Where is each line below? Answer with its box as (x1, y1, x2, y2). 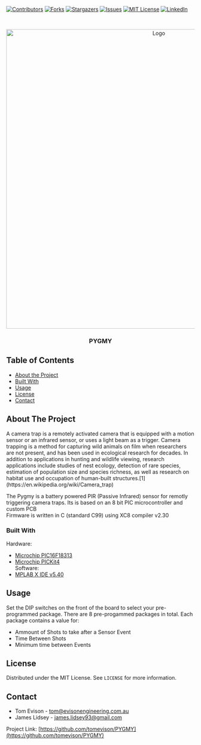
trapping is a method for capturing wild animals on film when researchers (6, 443, 187, 450)
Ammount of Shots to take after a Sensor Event (14, 628, 131, 635)
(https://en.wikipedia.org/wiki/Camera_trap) (6, 481, 114, 488)
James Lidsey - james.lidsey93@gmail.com (14, 714, 123, 721)
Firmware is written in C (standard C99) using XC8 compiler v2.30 (6, 511, 169, 519)
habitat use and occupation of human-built (6, 474, 112, 481)
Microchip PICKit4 (14, 558, 60, 565)
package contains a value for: (6, 617, 80, 624)
